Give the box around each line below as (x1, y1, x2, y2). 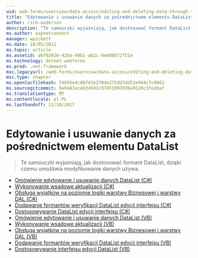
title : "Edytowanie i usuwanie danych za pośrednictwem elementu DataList (6, 14, 194, 20)
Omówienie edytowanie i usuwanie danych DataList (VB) (14, 214, 152, 221)
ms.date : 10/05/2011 (6, 42, 57, 48)
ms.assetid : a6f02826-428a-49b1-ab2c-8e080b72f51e (6, 52, 133, 58)
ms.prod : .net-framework (6, 63, 67, 70)
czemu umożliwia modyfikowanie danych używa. (20, 166, 140, 173)
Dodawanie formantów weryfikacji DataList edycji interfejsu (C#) (14, 201, 172, 209)
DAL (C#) (14, 196, 38, 203)
